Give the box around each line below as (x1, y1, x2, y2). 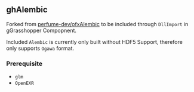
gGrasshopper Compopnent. (6, 27, 76, 34)
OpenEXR (14, 80, 34, 87)
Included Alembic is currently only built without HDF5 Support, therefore (6, 38, 183, 45)
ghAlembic (6, 5, 48, 15)
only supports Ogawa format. (6, 45, 75, 52)
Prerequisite (6, 59, 43, 68)
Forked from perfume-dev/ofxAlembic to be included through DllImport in (6, 20, 189, 27)
